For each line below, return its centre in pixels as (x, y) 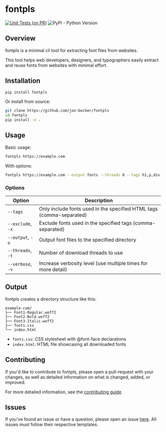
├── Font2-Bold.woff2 (27, 317)
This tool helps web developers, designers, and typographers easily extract (82, 60)
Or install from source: (28, 102)
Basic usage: (18, 147)
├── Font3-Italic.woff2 (30, 321)
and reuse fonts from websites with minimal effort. (56, 65)
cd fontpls (16, 115)
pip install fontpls (26, 92)
